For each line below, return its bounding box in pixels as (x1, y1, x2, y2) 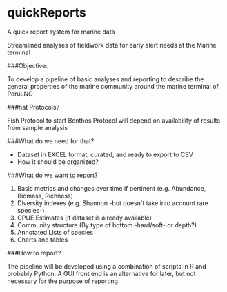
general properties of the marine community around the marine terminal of (7, 82, 219, 90)
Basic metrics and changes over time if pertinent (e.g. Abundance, (17, 184, 206, 192)
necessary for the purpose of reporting (7, 277, 119, 285)
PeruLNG (7, 90, 33, 98)
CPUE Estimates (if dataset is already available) (17, 213, 152, 222)
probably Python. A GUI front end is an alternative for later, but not (7, 269, 196, 278)
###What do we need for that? (7, 136, 95, 145)
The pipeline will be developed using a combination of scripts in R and (7, 262, 207, 270)
